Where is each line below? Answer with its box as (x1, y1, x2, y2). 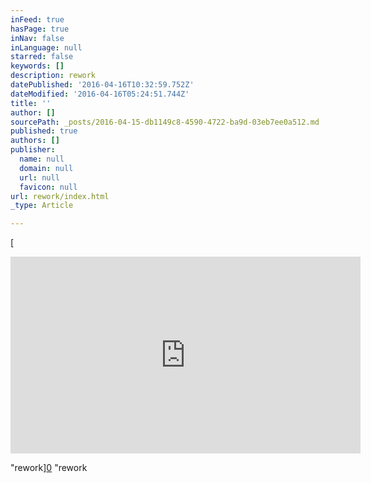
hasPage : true (10, 24, 70, 34)
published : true (10, 126, 78, 136)
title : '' (10, 98, 52, 108)
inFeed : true (10, 14, 65, 25)
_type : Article (10, 201, 74, 211)
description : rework (10, 71, 97, 81)
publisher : (10, 145, 56, 155)
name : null (19, 154, 65, 164)
